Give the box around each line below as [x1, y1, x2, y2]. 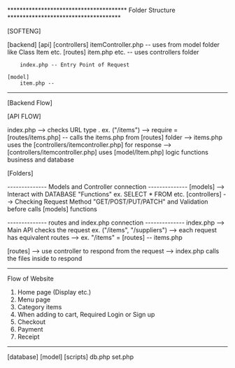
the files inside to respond [7, 255, 83, 262]
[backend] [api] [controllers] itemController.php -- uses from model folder [7, 41, 220, 48]
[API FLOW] [7, 112, 41, 120]
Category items [17, 303, 62, 311]
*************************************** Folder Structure [7, 6, 176, 14]
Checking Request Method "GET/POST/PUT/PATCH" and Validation [15, 197, 208, 206]
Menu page [17, 295, 51, 304]
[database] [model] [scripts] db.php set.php [7, 353, 134, 361]
